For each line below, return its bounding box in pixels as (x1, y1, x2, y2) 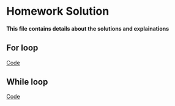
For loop (6, 43, 39, 53)
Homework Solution (6, 4, 110, 18)
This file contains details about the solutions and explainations (6, 25, 169, 32)
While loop (6, 77, 48, 87)
